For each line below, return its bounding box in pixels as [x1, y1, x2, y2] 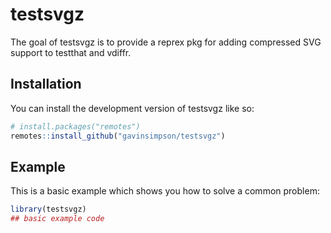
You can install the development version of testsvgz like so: [10, 102, 255, 114]
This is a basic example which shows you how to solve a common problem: [10, 185, 320, 197]
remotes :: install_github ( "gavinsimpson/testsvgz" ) [10, 131, 226, 141]
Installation [10, 76, 82, 93]
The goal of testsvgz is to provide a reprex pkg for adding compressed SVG [10, 36, 322, 48]
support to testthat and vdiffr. [10, 46, 132, 58]
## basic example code [10, 214, 105, 224]
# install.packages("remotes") [10, 121, 141, 132]
